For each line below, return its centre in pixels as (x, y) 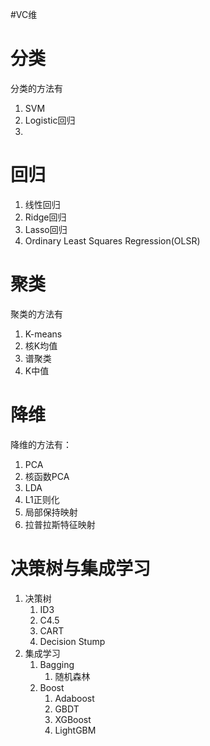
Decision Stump (72, 641)
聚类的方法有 (36, 314)
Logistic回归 (50, 120)
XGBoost (73, 719)
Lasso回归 (46, 229)
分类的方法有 (36, 88)
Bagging (57, 664)
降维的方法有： (41, 444)
